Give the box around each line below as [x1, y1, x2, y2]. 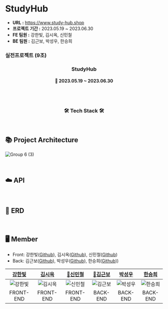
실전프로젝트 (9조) [5, 52, 47, 59]
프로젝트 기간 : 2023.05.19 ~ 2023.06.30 [12, 26, 93, 32]
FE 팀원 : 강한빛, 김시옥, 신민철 [12, 32, 72, 38]
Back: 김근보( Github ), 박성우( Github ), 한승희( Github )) [12, 257, 119, 263]
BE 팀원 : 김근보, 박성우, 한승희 [12, 38, 72, 44]
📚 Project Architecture [5, 136, 78, 144]
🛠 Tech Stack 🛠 [63, 107, 104, 114]
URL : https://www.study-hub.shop [12, 20, 84, 26]
